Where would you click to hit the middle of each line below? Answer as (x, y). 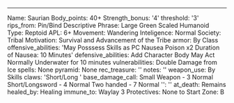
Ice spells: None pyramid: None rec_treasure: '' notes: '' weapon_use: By (111, 70)
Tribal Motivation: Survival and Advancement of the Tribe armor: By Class (113, 40)
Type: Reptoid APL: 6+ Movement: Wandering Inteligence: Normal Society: (114, 33)
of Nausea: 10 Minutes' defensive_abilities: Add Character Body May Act (111, 55)
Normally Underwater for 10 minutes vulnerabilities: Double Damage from (112, 62)
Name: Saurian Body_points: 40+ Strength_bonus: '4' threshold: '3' (103, 18)
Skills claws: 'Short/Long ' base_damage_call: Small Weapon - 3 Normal (110, 77)
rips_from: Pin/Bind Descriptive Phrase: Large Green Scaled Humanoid (108, 25)
